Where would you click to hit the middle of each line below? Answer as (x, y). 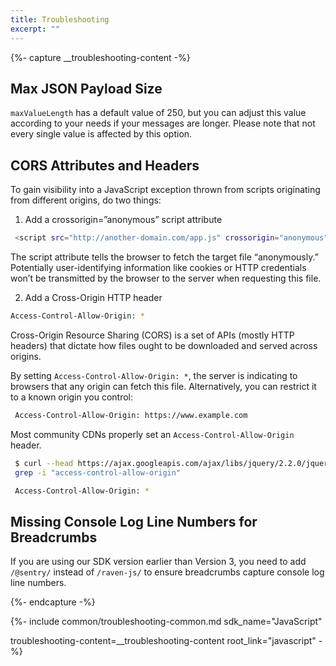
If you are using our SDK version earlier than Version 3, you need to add (158, 562)
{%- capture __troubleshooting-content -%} (100, 57)
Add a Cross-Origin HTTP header (93, 297)
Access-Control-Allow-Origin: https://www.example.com (131, 415)
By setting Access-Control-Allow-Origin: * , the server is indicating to (154, 375)
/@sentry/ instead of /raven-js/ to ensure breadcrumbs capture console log (167, 572)
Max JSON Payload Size (86, 88)
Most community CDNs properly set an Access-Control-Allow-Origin (152, 434)
